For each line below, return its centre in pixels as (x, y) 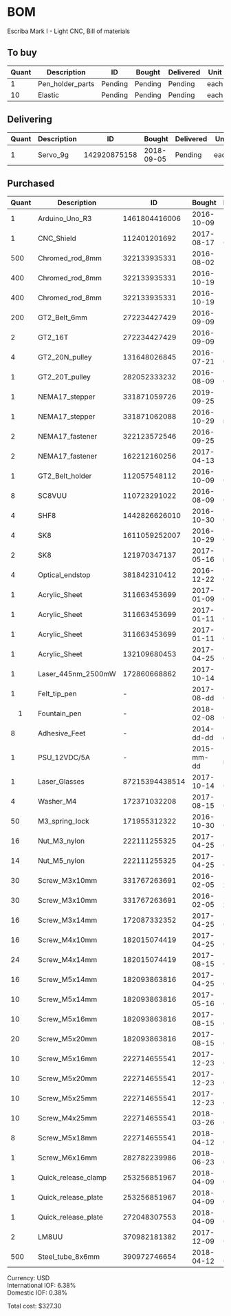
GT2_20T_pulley (64, 377)
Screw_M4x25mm (67, 1118)
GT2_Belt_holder (65, 476)
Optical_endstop (64, 575)
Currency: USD (29, 1278)
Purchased (31, 183)
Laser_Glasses (61, 782)
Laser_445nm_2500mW (77, 674)
